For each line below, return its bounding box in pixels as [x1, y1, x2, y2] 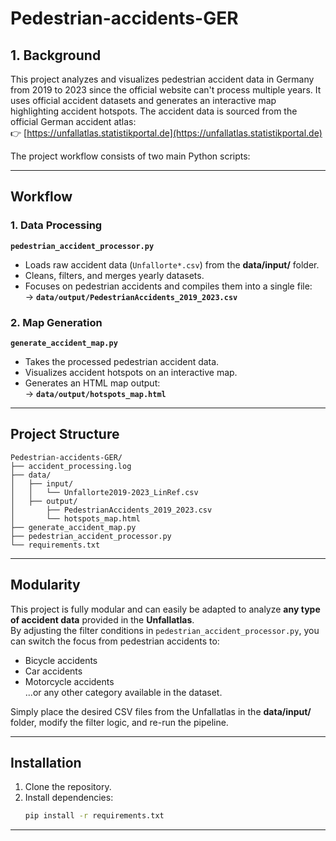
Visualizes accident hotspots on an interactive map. [24, 366, 238, 378]
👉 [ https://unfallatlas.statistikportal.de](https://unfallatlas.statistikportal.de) [10, 127, 323, 139]
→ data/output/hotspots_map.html [24, 387, 167, 399]
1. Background [10, 47, 102, 64]
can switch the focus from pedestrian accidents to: [10, 635, 220, 647]
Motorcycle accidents [24, 675, 115, 687]
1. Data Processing [10, 218, 103, 232]
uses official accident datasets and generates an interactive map [10, 95, 277, 106]
